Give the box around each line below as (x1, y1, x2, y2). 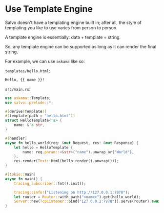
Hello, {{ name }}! (5, 77, 45, 82)
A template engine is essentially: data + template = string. (5, 34, 121, 40)
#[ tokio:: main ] (5, 172, 36, 177)
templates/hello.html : (5, 67, 50, 74)
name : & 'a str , (14, 123, 45, 128)
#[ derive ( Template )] (5, 109, 47, 114)
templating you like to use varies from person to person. (5, 24, 118, 30)
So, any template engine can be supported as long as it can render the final (5, 43, 157, 49)
